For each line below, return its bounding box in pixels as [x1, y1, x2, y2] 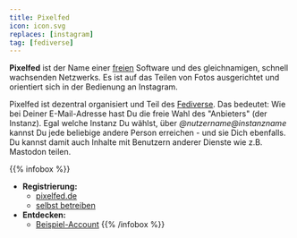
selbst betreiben [35, 200, 96, 211]
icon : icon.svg [9, 21, 66, 30]
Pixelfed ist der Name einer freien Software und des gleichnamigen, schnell [9, 63, 289, 73]
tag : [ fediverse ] [9, 38, 74, 47]
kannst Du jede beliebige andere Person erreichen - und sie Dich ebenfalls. [9, 127, 286, 139]
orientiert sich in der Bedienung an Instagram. [9, 81, 179, 92]
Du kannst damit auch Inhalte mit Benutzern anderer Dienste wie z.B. [9, 137, 263, 148]
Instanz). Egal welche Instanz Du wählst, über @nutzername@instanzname [9, 118, 287, 129]
